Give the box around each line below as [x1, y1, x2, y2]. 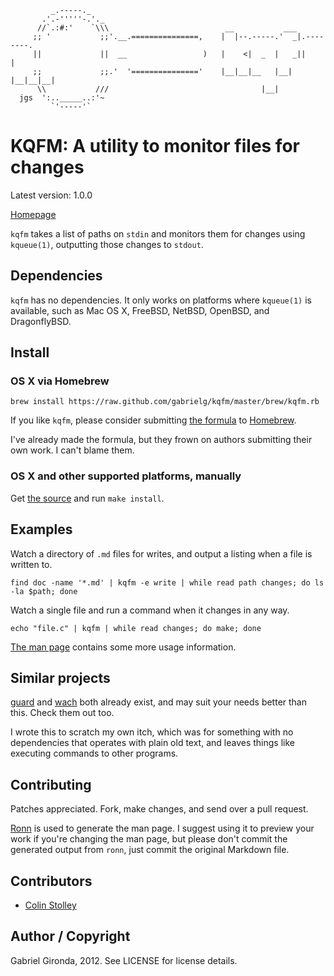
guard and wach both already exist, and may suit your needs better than [10, 696, 307, 708]
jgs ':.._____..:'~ [19, 93, 105, 103]
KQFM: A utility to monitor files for [10, 135, 300, 158]
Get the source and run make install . [10, 492, 165, 504]
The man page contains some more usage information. [10, 641, 237, 653]
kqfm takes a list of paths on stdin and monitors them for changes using [10, 227, 306, 240]
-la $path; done [10, 586, 78, 596]
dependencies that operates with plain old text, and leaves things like [10, 737, 295, 749]
